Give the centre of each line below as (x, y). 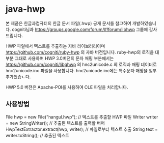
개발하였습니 (144, 23)
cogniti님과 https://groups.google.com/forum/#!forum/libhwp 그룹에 (80, 29)
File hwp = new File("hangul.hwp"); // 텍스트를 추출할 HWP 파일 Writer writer (82, 117)
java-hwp (26, 9)
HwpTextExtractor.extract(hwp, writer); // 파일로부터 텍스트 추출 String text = (82, 129)
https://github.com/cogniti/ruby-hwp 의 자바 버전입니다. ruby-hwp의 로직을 (80, 52)
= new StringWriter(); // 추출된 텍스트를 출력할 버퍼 (55, 123)
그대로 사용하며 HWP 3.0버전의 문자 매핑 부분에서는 (64, 58)
